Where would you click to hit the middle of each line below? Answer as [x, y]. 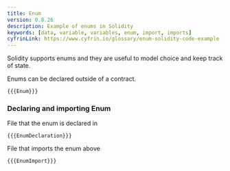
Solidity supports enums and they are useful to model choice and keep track [115, 58]
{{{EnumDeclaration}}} [39, 136]
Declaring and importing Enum [59, 109]
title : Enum [24, 13]
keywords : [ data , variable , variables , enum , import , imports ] [100, 32]
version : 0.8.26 [30, 20]
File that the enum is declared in [53, 123]
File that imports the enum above [54, 148]
